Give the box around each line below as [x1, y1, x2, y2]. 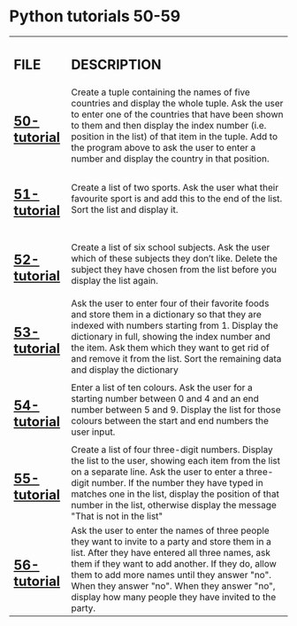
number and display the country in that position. [70, 153, 270, 165]
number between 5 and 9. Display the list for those [70, 403, 281, 416]
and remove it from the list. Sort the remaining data [70, 353, 282, 365]
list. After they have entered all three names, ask [70, 546, 271, 559]
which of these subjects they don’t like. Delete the [70, 252, 278, 264]
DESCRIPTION [70, 56, 162, 73]
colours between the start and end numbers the [70, 415, 270, 427]
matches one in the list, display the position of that [70, 488, 280, 500]
